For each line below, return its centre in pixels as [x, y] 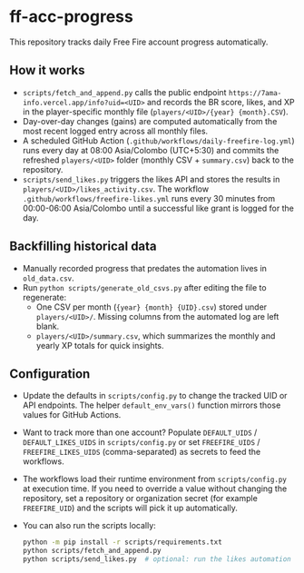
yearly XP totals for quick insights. [100, 345]
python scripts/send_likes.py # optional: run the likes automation [157, 559]
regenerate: [44, 297]
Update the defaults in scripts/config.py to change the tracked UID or [155, 396]
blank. [48, 326]
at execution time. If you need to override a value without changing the [155, 489]
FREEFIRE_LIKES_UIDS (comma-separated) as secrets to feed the [142, 452]
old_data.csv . [48, 278]
